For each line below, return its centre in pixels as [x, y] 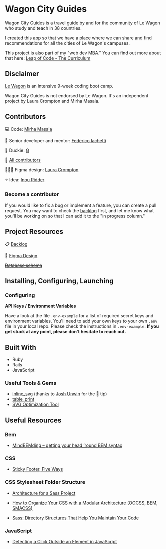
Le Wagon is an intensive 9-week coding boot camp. [59, 86]
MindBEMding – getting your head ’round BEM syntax [67, 445]
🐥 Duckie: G [17, 150]
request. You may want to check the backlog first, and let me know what [79, 210]
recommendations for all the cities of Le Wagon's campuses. [68, 43]
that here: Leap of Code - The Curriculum [48, 58]
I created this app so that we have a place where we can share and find [79, 38]
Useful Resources [33, 420]
